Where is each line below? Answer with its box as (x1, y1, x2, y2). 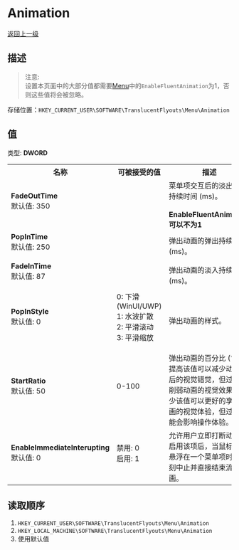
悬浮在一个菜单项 (169, 452, 226, 462)
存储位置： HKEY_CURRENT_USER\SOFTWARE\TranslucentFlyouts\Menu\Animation (7, 105, 230, 114)
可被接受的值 (117, 167, 161, 177)
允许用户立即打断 (169, 430, 226, 440)
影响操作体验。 (183, 417, 233, 427)
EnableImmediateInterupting (11, 443, 110, 453)
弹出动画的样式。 (169, 315, 226, 325)
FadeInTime (11, 261, 52, 271)
